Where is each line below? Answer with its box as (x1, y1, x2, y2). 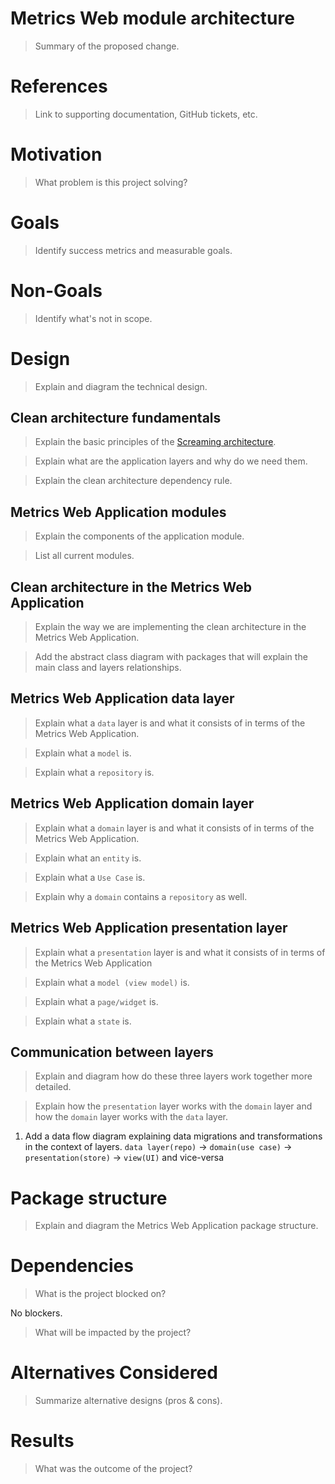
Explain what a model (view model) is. (34, 976, 190, 988)
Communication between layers (10, 1043, 214, 1061)
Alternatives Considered (10, 1362, 218, 1384)
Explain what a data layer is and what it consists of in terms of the (34, 717, 306, 729)
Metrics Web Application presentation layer (10, 920, 288, 937)
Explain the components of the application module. (34, 530, 245, 542)
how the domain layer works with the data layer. (34, 1111, 228, 1123)
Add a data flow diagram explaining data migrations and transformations (24, 1130, 323, 1142)
